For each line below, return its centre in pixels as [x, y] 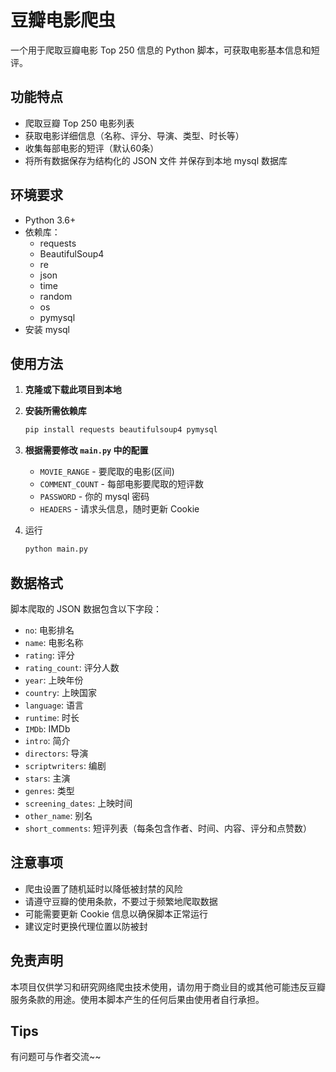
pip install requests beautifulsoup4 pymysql [121, 430]
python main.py [56, 549]
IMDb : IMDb [47, 728]
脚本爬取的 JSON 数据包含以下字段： [86, 608]
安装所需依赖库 [55, 411]
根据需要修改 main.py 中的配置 [86, 450]
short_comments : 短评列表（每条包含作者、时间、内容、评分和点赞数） [168, 828]
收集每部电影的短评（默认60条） [92, 148]
